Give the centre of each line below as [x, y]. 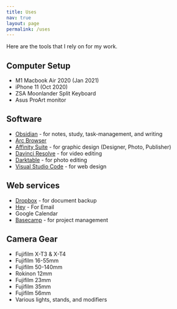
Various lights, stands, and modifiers [61, 299]
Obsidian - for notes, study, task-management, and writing [89, 134]
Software [24, 119]
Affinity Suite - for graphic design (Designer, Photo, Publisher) [93, 147]
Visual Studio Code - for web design [61, 166]
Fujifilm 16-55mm [37, 260]
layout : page [23, 23]
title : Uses [21, 12]
